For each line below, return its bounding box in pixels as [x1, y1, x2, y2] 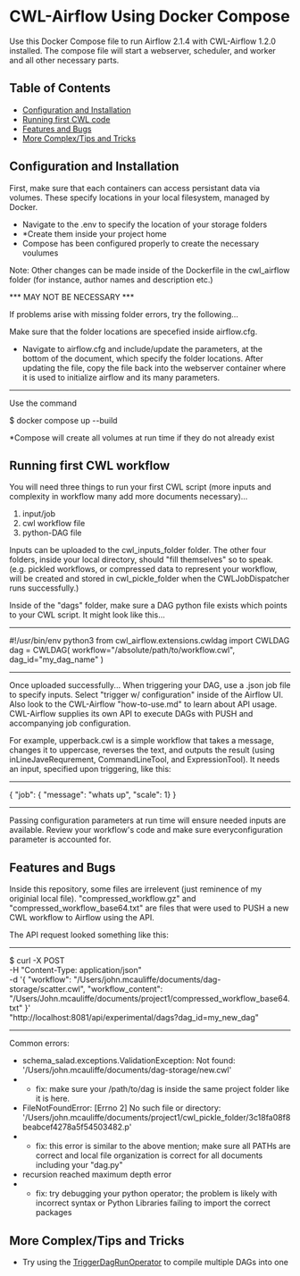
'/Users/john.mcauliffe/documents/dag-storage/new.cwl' [21, 1065, 232, 1076]
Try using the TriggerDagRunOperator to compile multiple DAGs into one [21, 1257, 288, 1267]
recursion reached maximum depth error [21, 1169, 172, 1180]
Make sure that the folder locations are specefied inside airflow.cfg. [9, 326, 258, 337]
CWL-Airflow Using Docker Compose [9, 6, 290, 27]
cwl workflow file [21, 518, 86, 529]
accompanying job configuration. [9, 718, 131, 729]
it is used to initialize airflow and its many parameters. [21, 372, 221, 382]
